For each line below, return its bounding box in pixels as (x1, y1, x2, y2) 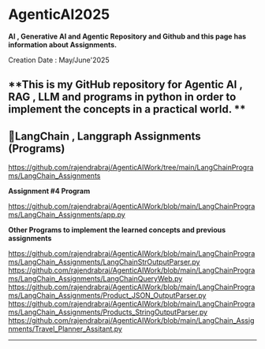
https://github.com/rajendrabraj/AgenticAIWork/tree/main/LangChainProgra (8, 163, 254, 173)
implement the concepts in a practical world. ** (8, 102, 246, 116)
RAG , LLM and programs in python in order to (8, 91, 237, 104)
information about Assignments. (8, 39, 118, 49)
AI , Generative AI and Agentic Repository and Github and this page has (8, 32, 247, 41)
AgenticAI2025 (8, 6, 110, 24)
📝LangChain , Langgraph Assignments (8, 129, 201, 143)
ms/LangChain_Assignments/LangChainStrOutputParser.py (8, 258, 200, 267)
